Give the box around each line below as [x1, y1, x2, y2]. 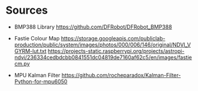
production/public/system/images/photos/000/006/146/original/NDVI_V [14, 41, 191, 48]
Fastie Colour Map [14, 34, 60, 42]
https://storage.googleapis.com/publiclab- [60, 34, 166, 42]
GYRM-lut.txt [14, 47, 47, 54]
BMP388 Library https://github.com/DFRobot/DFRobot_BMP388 [14, 23, 172, 30]
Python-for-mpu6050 [14, 78, 68, 85]
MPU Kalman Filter [14, 71, 60, 79]
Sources [5, 4, 48, 17]
